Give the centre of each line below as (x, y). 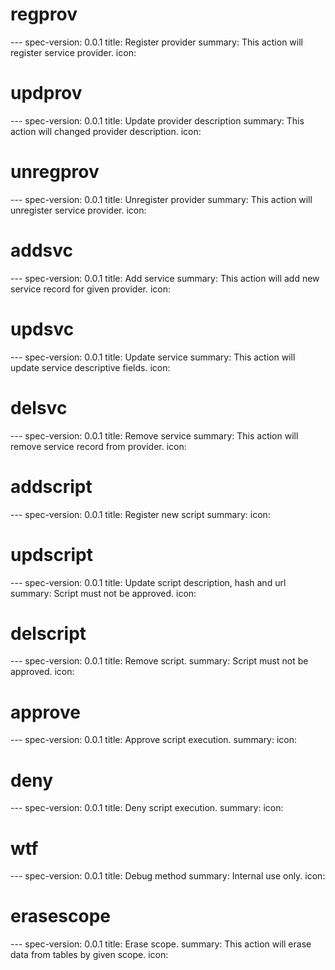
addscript (51, 486)
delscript (48, 633)
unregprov (55, 172)
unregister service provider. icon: (78, 210)
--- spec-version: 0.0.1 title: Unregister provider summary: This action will (161, 199)
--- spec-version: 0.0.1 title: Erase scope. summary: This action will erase (161, 944)
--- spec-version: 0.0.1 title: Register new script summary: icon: (140, 514)
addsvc (41, 250)
